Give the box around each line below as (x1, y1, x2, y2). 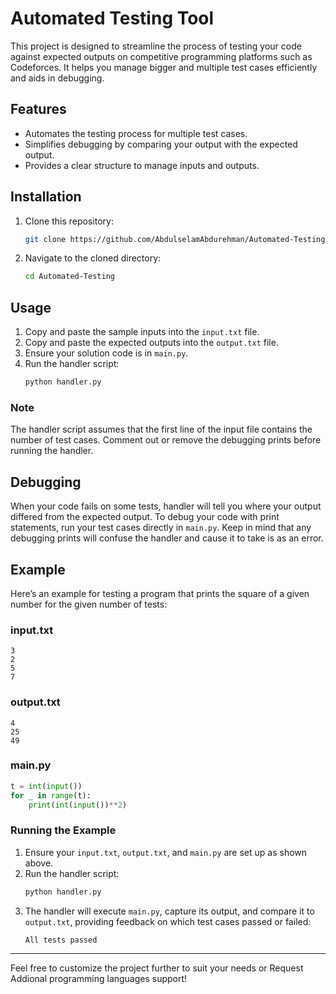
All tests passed (24, 935, 98, 945)
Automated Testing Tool (10, 7, 215, 30)
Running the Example (10, 823, 117, 837)
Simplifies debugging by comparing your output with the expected (24, 138, 298, 150)
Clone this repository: (24, 215, 114, 227)
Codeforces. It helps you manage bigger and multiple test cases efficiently (10, 61, 318, 73)
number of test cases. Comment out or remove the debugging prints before (10, 434, 322, 446)
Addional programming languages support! (10, 972, 188, 984)
